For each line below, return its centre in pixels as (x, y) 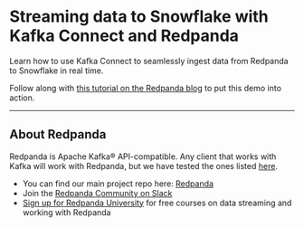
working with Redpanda (66, 212)
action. (22, 98)
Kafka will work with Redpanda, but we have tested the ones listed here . (144, 166)
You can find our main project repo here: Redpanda (118, 184)
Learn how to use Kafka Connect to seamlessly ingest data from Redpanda (149, 61)
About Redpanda (58, 134)
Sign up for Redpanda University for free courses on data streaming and (157, 203)
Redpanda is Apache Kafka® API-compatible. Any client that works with (143, 156)
